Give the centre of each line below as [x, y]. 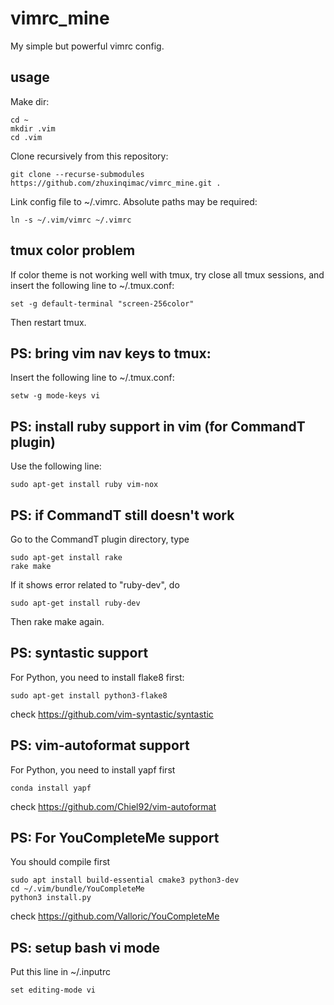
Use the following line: [56, 466]
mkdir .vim [33, 128]
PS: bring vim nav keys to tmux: [111, 353]
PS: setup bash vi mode [85, 947]
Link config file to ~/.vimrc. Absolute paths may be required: [134, 201]
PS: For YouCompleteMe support [115, 838]
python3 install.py [51, 898]
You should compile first [60, 862]
